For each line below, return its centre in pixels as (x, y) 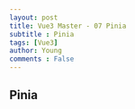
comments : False (42, 59)
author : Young (36, 51)
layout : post (34, 17)
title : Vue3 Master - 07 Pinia (68, 26)
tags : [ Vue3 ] (34, 42)
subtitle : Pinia (42, 34)
